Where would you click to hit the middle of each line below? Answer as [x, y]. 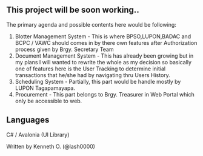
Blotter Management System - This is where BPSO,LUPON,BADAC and [103, 36]
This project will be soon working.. [73, 10]
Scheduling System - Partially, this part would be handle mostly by [98, 81]
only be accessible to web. [48, 101]
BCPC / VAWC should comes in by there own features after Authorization [106, 42]
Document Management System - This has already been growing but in [104, 56]
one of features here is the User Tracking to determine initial [90, 69]
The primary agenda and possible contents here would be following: [92, 24]
